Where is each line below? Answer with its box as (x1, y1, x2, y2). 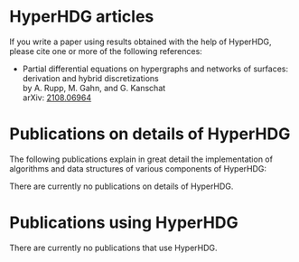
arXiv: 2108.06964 (22, 92, 92, 103)
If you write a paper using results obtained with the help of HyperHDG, (9, 36, 273, 47)
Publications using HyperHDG (9, 212, 239, 233)
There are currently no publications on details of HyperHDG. (9, 181, 234, 192)
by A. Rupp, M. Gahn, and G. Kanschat (22, 82, 166, 93)
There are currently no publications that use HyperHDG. (9, 242, 219, 253)
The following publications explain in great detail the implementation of (9, 154, 274, 164)
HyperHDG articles (9, 6, 154, 27)
